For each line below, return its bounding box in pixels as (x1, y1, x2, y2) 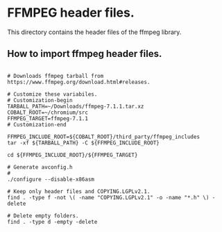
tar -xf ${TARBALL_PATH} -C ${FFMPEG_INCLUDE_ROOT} (7, 139, 160, 147)
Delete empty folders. (13, 212, 79, 219)
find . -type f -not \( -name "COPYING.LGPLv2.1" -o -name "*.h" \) (7, 194, 210, 201)
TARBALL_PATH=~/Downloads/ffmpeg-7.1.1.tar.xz (7, 103, 144, 110)
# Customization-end (7, 121, 67, 128)
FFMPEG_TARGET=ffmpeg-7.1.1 (7, 115, 89, 122)
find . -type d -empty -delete (7, 218, 98, 225)
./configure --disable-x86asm (7, 176, 95, 183)
